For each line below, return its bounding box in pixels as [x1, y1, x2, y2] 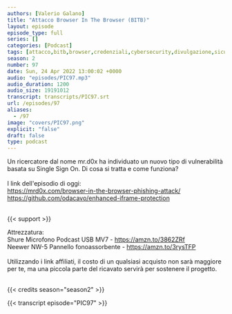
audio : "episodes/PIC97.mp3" [7, 74, 91, 81]
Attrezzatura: [7, 228, 44, 237]
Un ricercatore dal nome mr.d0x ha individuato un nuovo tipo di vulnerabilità [7, 157, 223, 166]
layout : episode [7, 23, 54, 30]
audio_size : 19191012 [7, 87, 70, 94]
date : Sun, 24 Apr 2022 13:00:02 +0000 [7, 68, 122, 75]
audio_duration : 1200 [7, 81, 70, 88]
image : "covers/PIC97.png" [7, 119, 85, 126]
